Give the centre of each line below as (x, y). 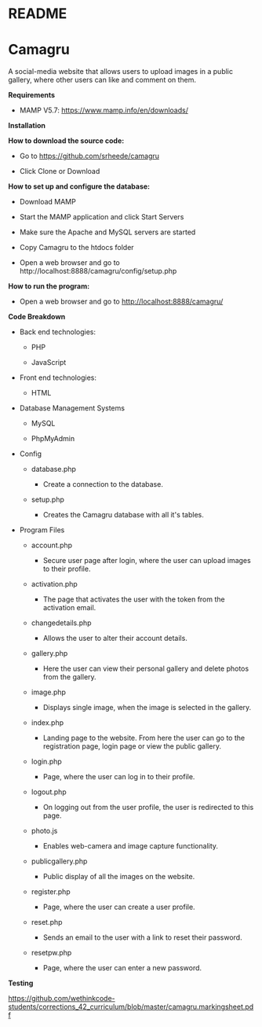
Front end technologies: (58, 377)
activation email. (69, 608)
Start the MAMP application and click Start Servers (102, 217)
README (38, 14)
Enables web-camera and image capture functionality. (130, 846)
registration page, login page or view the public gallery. (132, 746)
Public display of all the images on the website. (119, 877)
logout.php (49, 792)
